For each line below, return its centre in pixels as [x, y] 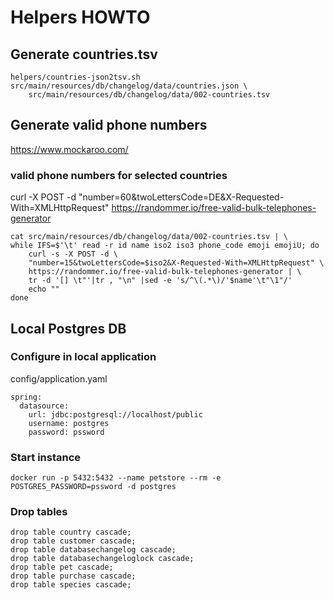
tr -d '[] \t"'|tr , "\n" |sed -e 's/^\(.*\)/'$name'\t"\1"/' [160, 281]
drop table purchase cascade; [73, 576]
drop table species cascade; [71, 585]
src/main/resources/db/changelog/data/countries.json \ [129, 86]
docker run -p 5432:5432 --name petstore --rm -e [116, 478]
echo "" [44, 289]
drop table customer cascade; [73, 541]
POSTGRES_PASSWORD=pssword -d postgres [93, 487]
